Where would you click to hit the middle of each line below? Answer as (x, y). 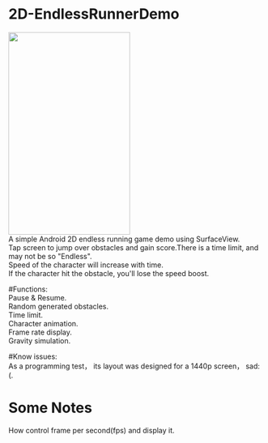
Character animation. (43, 323)
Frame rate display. (40, 332)
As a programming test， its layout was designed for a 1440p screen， (126, 366)
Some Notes (51, 408)
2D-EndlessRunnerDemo (94, 14)
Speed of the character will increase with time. (86, 265)
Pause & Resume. (38, 297)
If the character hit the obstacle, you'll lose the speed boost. (109, 273)
